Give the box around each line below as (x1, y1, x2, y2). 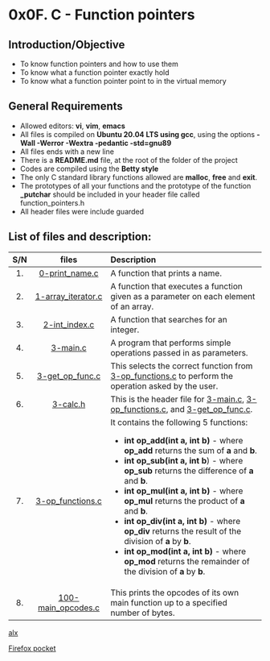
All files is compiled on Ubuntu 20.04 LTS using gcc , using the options (19, 129, 256, 139)
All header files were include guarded (19, 206, 145, 216)
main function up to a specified (110, 597, 227, 608)
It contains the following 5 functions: (110, 417, 248, 428)
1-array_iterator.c (35, 290, 103, 301)
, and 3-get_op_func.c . (166, 403, 253, 414)
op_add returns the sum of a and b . (124, 445, 257, 456)
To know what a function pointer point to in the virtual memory (19, 77, 227, 85)
